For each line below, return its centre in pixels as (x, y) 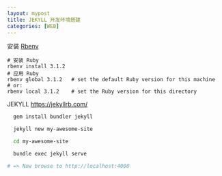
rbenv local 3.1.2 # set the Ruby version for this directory (102, 92)
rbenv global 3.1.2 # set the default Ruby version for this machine (111, 80)
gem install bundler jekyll (53, 117)
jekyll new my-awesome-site (53, 129)
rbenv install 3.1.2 (37, 67)
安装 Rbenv (23, 46)
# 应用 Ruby (23, 74)
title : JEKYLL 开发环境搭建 (44, 20)
